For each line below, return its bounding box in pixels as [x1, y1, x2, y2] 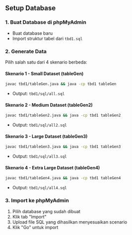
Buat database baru [12, 30, 53, 36]
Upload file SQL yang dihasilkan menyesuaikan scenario [12, 219, 128, 225]
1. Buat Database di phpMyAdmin [5, 19, 87, 26]
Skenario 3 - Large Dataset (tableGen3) [5, 133, 88, 139]
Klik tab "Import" [12, 214, 47, 220]
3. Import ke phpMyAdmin [5, 197, 69, 204]
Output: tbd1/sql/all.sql [12, 90, 65, 96]
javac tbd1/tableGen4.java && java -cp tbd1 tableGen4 [5, 176, 121, 181]
